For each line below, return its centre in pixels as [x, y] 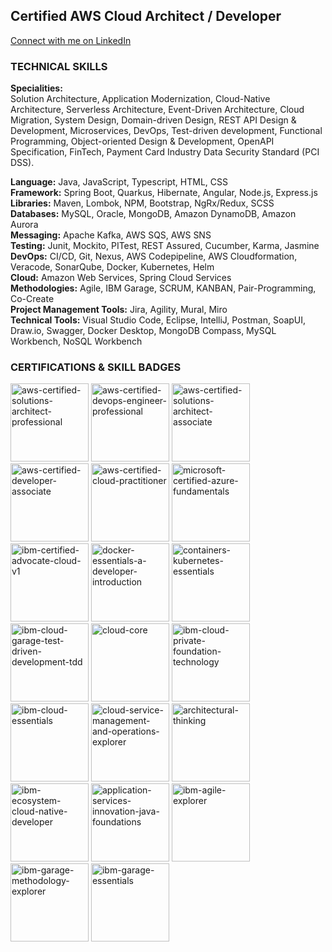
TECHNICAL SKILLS [59, 66]
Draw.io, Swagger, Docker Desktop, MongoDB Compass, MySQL [143, 331]
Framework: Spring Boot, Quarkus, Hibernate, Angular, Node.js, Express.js [164, 193]
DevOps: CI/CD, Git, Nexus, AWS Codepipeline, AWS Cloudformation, [154, 256]
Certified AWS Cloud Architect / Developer [146, 16]
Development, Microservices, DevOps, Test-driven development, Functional [166, 131]
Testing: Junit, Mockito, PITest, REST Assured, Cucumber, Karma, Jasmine [165, 246]
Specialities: [36, 88]
